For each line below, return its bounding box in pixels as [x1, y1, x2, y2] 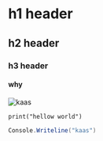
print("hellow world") [8, 112, 83, 120]
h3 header [8, 60, 49, 71]
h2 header [8, 36, 60, 50]
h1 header [8, 5, 73, 23]
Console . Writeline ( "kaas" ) [8, 126, 97, 135]
